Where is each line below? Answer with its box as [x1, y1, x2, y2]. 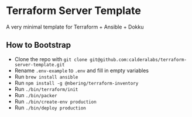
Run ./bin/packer [14, 91, 57, 98]
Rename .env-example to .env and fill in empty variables [14, 67, 149, 74]
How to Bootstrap [6, 40, 71, 50]
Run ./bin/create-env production [14, 98, 97, 105]
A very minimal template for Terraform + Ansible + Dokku [6, 23, 144, 30]
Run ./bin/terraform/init [14, 86, 78, 93]
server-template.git [14, 62, 65, 68]
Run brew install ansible [14, 73, 78, 80]
